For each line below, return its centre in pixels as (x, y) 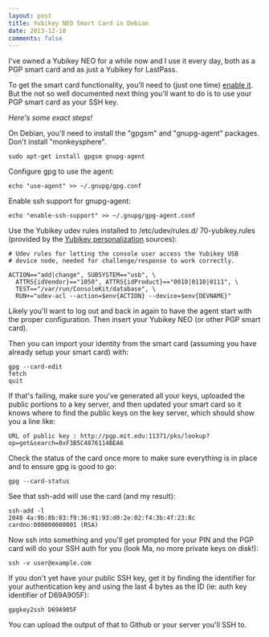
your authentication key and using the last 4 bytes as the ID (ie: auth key (128, 586)
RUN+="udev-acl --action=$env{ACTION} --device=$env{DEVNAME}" (123, 296)
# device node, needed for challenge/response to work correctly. (122, 261)
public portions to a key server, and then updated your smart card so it (125, 404)
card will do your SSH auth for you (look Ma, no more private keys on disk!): (133, 549)
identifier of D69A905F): (49, 595)
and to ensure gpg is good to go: (62, 467)
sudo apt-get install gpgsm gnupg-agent (77, 157)
